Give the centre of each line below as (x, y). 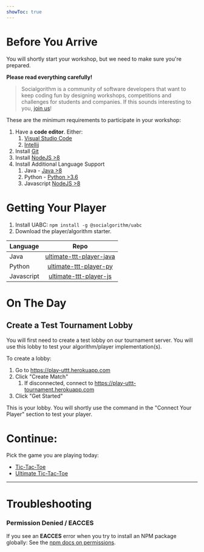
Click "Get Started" (39, 396)
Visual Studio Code (48, 138)
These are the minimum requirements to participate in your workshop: (93, 120)
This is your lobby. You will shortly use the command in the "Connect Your (99, 407)
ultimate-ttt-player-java (80, 256)
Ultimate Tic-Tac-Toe (42, 474)
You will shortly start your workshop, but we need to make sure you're (94, 59)
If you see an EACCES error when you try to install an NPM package (92, 536)
